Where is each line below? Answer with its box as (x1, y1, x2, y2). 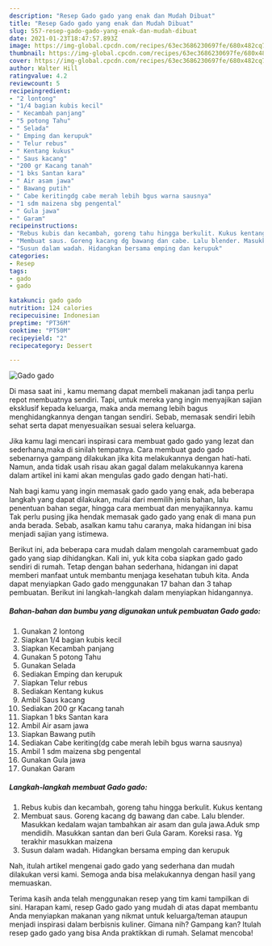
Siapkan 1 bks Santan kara (20, 712, 109, 722)
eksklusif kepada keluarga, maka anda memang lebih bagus (9, 404, 208, 413)
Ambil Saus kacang (20, 695, 86, 705)
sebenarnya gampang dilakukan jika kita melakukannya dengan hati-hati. (9, 454, 252, 463)
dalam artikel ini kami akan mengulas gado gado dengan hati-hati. (9, 471, 228, 480)
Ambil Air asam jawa (20, 721, 90, 730)
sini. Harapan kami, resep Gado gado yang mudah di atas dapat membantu (9, 902, 258, 912)
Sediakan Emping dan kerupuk (20, 669, 123, 679)
